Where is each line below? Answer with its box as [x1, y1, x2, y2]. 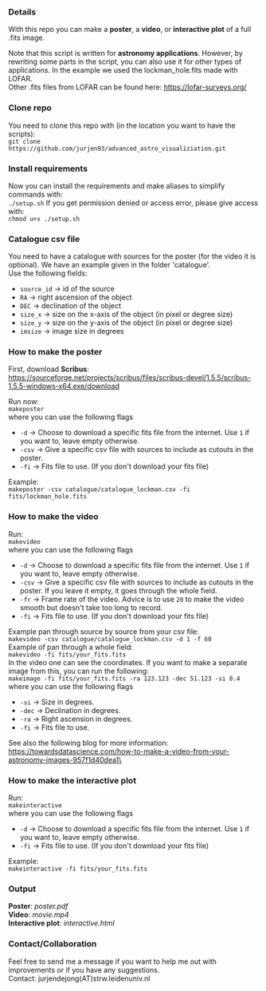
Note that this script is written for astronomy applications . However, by [8, 49, 243, 58]
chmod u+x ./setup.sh [8, 215, 80, 223]
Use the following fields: [8, 268, 88, 278]
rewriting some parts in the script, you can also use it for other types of [8, 57, 242, 66]
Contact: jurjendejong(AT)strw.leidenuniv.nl [8, 973, 151, 983]
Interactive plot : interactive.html [8, 918, 115, 928]
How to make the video [8, 511, 99, 522]
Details [8, 6, 37, 18]
